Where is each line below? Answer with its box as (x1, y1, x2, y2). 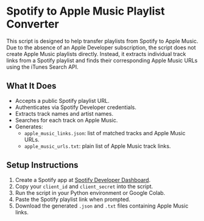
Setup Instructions (6, 160, 79, 170)
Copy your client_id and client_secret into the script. (15, 183, 153, 190)
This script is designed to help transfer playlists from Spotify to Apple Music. (6, 37, 199, 44)
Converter (6, 17, 59, 31)
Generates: (15, 123, 43, 130)
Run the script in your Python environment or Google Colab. (15, 189, 166, 196)
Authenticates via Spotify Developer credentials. (15, 103, 137, 111)
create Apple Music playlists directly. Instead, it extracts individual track (6, 50, 186, 57)
